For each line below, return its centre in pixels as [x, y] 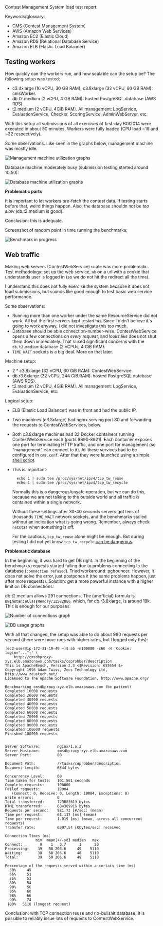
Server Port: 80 [34, 755]
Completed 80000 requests [31, 721]
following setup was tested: [33, 79]
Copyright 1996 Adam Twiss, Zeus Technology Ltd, [56, 670]
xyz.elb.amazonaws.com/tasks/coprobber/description [58, 661]
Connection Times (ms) [28, 836]
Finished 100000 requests [31, 734]
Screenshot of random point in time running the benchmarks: [66, 230]
